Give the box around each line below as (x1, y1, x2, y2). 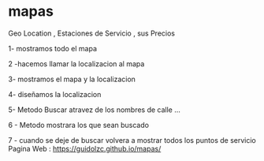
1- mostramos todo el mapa (8, 43, 97, 53)
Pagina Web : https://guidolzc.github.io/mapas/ (8, 144, 162, 153)
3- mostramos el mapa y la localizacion (8, 74, 136, 84)
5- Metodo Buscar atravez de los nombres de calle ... (8, 105, 181, 114)
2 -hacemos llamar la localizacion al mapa (8, 58, 145, 69)
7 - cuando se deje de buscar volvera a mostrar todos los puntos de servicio (8, 135, 256, 144)
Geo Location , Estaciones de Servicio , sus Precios (8, 28, 176, 38)
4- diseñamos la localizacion (8, 89, 102, 99)
